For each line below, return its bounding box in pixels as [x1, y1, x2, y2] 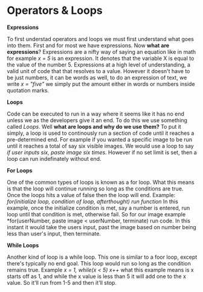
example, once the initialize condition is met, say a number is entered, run [7, 204, 190, 212]
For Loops [7, 167, 33, 174]
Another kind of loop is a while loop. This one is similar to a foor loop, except [7, 253, 198, 261]
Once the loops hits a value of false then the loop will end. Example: [7, 191, 176, 198]
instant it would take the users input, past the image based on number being [7, 223, 197, 230]
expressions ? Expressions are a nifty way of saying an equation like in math [7, 48, 196, 55]
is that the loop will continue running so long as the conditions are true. [7, 185, 184, 192]
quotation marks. [7, 86, 50, 94]
